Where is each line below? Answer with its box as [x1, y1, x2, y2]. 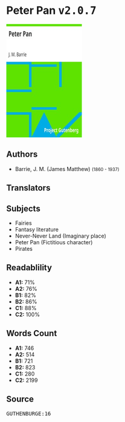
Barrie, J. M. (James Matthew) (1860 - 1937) [14, 165, 120, 172]
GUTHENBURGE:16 [6, 411, 51, 417]
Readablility [6, 262, 53, 273]
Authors [6, 149, 38, 160]
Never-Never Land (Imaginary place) [14, 232, 107, 239]
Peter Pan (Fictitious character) [14, 238, 93, 245]
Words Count [6, 328, 57, 339]
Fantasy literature [14, 226, 59, 233]
